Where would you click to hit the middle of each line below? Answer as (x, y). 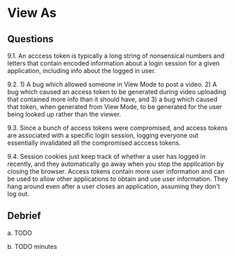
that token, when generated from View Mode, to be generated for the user (115, 107)
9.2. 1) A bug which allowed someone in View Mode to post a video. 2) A (112, 84)
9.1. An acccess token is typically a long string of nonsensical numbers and (116, 56)
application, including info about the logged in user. (82, 71)
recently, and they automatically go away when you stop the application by (116, 164)
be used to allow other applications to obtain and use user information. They (118, 179)
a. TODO (20, 233)
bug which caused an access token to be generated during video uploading (117, 92)
